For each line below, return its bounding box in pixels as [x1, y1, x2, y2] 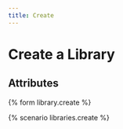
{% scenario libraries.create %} [8, 112, 110, 122]
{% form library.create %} [8, 98, 92, 107]
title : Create [8, 11, 55, 20]
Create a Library [8, 45, 115, 63]
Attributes [8, 76, 59, 90]
